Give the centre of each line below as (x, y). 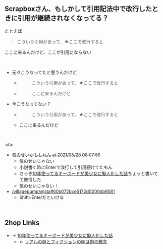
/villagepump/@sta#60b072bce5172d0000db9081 (63, 191)
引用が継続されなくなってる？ (63, 18)
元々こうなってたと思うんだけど (44, 72)
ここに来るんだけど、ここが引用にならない (48, 52)
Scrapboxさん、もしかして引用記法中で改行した (78, 9)
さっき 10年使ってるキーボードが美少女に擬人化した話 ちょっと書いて (89, 173)
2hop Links (22, 223)
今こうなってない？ (31, 104)
